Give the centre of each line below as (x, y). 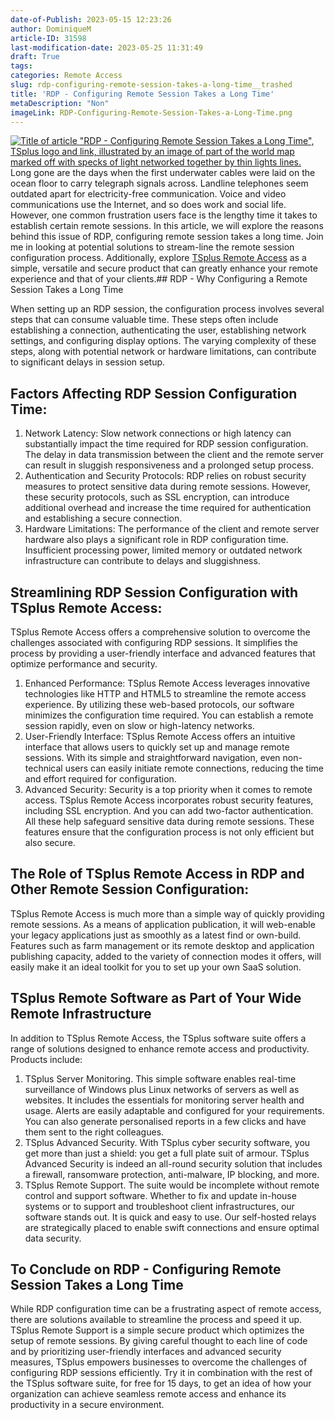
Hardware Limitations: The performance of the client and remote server (172, 529)
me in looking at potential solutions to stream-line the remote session (152, 247)
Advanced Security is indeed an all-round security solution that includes (173, 1163)
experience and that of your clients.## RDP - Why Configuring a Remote (159, 279)
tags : (21, 66)
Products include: (46, 1059)
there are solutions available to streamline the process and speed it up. (156, 1320)
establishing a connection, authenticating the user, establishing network (158, 330)
